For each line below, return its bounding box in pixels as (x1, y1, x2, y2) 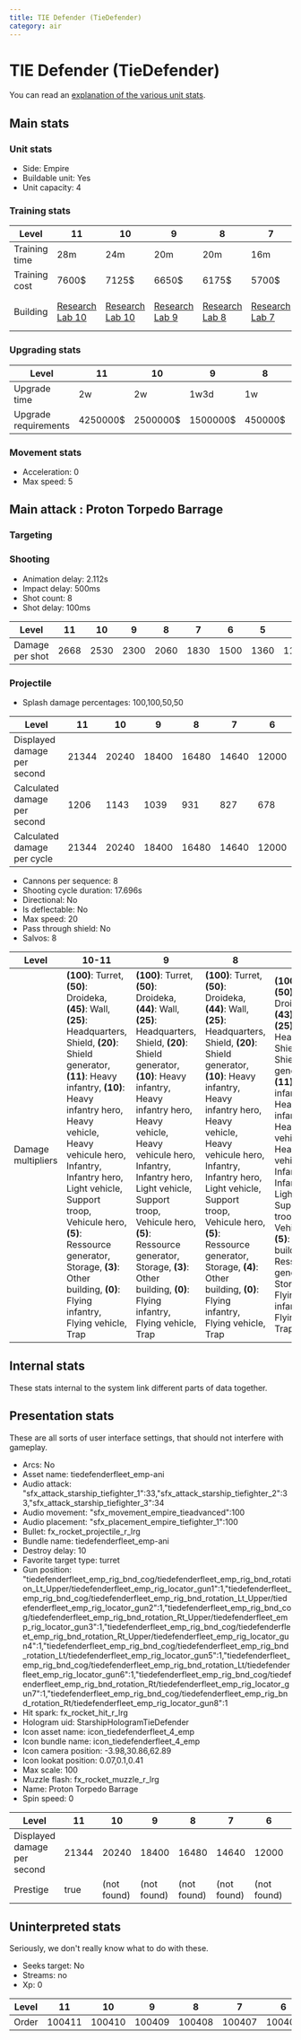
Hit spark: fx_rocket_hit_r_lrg (21, 1707, 128, 1718)
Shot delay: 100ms (21, 602, 91, 613)
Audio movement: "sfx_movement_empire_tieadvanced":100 (21, 1507, 245, 1518)
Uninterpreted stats (9, 1919, 121, 1934)
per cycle (13, 852, 54, 864)
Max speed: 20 (21, 913, 79, 924)
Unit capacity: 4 (21, 182, 82, 193)
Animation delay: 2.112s (21, 573, 109, 584)
